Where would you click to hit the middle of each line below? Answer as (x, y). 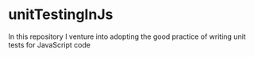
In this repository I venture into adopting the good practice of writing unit (127, 36)
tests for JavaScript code (50, 44)
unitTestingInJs (61, 15)
